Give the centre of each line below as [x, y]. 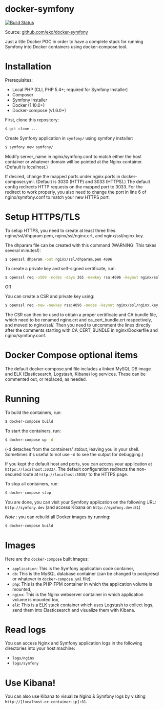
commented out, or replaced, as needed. [46, 379]
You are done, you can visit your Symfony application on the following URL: [81, 502]
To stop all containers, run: [32, 483]
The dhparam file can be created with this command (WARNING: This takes [81, 245]
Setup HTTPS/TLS [43, 217]
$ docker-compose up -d [29, 440]
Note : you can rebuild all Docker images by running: [58, 517]
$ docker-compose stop [28, 493]
